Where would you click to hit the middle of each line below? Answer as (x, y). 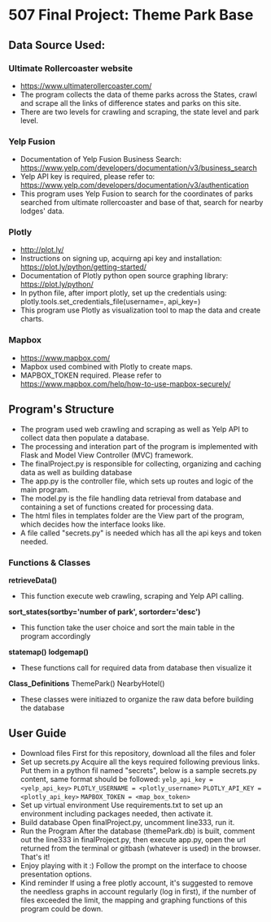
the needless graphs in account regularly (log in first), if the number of (138, 891)
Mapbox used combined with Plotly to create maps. (106, 366)
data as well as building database (76, 472)
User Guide (37, 734)
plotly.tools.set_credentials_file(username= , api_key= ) (110, 302)
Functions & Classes (50, 562)
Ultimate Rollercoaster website (70, 68)
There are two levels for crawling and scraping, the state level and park (140, 111)
